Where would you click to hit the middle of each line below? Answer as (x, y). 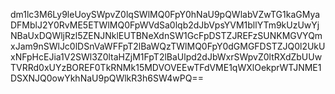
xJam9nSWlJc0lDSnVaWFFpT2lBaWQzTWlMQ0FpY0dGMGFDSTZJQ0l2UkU (168, 46)
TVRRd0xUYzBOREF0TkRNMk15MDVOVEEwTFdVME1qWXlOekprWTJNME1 (166, 67)
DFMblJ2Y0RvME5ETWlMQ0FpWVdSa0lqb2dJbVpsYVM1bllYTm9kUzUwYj (165, 25)
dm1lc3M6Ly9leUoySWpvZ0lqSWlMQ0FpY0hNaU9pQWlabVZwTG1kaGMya (165, 14)
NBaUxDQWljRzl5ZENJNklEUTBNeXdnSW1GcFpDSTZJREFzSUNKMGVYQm (166, 35)
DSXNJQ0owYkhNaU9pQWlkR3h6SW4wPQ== (107, 78)
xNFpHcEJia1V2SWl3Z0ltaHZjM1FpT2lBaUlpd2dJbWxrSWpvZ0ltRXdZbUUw (166, 57)
